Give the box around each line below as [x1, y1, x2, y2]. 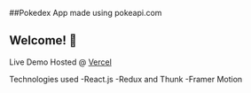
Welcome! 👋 [9, 33, 77, 48]
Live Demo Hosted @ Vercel [9, 57, 113, 67]
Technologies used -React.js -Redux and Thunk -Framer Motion [9, 74, 243, 84]
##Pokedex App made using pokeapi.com [9, 8, 162, 18]
